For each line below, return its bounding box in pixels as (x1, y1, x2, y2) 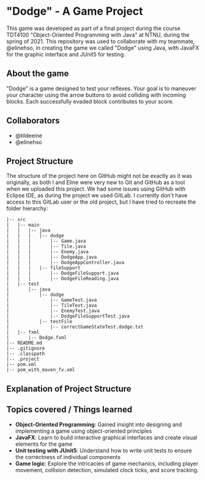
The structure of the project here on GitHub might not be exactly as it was (6, 172, 193, 180)
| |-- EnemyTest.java (6, 308, 100, 314)
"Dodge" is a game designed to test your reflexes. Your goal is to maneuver (6, 85, 197, 92)
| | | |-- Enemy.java (6, 249, 89, 255)
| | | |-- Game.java (6, 238, 86, 245)
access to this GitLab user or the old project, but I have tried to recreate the (6, 198, 196, 206)
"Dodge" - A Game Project (6, 4, 143, 18)
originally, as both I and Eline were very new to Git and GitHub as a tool (6, 179, 185, 186)
